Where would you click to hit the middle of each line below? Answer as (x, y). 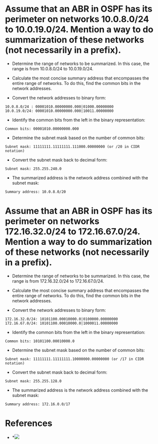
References (29, 423)
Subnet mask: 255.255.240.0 (33, 169)
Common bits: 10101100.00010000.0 (40, 341)
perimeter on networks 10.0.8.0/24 (77, 19)
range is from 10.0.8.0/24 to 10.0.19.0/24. (53, 68)
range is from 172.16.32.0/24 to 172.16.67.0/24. (58, 281)
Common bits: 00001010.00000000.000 (42, 129)
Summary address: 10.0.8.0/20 (36, 192)
